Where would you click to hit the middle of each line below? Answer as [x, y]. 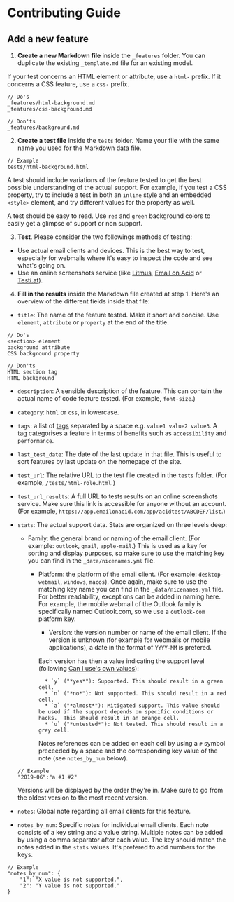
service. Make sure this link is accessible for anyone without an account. [122, 504]
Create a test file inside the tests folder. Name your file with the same [118, 141]
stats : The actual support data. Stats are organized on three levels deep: [122, 525]
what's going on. [42, 265]
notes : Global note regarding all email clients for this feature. [104, 811]
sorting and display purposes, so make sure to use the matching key [126, 553]
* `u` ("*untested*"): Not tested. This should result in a [134, 724]
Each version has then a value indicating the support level [121, 661]
